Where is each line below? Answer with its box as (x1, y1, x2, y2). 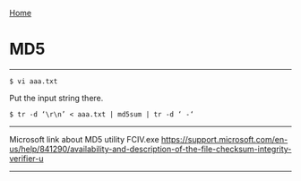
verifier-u (9, 152, 44, 164)
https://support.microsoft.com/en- (160, 134, 288, 144)
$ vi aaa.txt (9, 76, 58, 86)
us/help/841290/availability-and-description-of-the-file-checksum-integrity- (9, 143, 292, 154)
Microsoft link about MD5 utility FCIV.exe (9, 134, 159, 144)
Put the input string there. (9, 92, 104, 103)
